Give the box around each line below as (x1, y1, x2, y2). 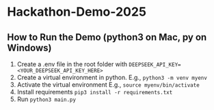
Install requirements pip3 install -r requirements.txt (16, 88, 173, 96)
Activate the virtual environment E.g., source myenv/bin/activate (16, 81, 200, 89)
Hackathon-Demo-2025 (7, 4, 147, 20)
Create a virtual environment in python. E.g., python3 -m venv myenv (16, 73, 207, 81)
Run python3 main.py (16, 95, 77, 103)
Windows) (7, 42, 52, 53)
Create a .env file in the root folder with (16, 60, 128, 68)
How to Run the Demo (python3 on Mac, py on (7, 31, 207, 43)
